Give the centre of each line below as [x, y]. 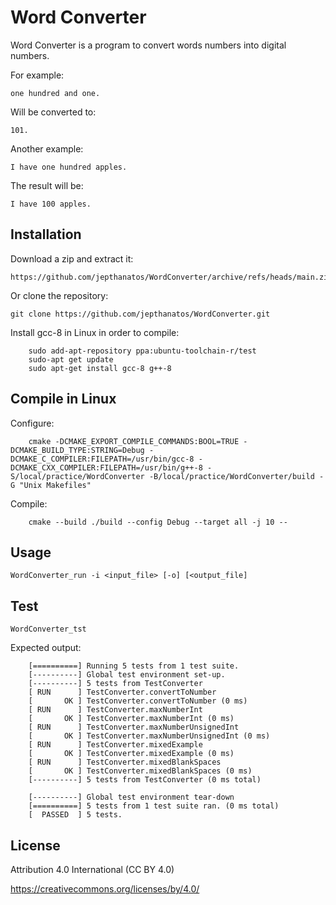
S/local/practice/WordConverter [77, 476]
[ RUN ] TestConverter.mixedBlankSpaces [125, 762]
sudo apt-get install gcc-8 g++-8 [100, 368]
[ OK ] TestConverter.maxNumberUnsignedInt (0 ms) [149, 736]
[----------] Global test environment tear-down [131, 797]
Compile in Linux [63, 399]
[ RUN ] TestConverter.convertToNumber [122, 692]
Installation [46, 234]
